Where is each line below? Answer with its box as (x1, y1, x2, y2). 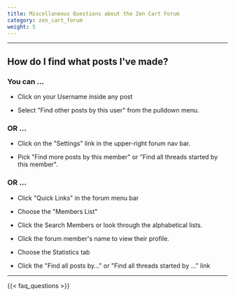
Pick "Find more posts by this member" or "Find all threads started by (17, 153, 218, 161)
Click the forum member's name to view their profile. (17, 234, 170, 242)
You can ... (7, 76, 44, 86)
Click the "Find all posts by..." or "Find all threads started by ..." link (17, 261, 211, 270)
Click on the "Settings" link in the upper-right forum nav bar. (17, 139, 191, 147)
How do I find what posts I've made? (7, 55, 169, 67)
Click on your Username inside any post (17, 92, 133, 101)
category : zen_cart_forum (7, 17, 83, 24)
